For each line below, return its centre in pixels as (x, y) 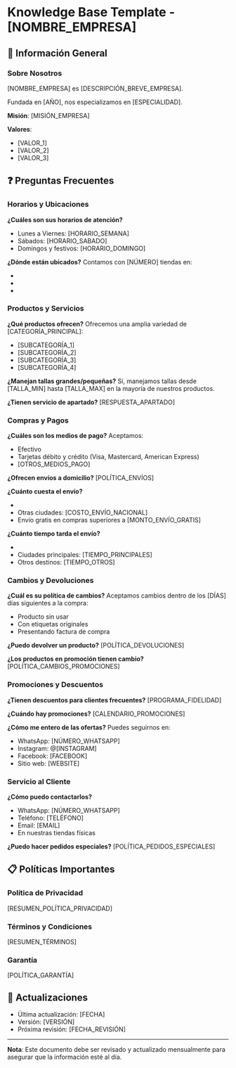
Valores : (20, 129)
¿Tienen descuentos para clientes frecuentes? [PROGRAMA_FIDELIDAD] (114, 700)
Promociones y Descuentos (55, 685)
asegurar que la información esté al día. (65, 1057)
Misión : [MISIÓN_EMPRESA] (48, 115)
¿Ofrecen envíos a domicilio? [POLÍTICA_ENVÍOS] (81, 478)
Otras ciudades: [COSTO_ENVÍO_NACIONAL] (83, 513)
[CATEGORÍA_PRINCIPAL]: (45, 331)
